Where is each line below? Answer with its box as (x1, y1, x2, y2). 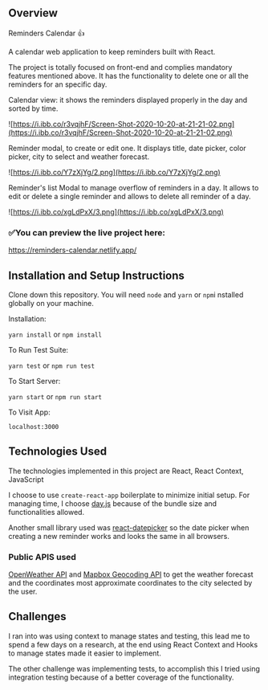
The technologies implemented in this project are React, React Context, (8, 466, 244, 476)
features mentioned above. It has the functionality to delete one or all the (8, 71, 249, 80)
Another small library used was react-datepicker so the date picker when (8, 522, 250, 533)
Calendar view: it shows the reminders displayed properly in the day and (8, 95, 248, 104)
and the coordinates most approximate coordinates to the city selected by (8, 578, 253, 588)
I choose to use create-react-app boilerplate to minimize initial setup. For (8, 490, 250, 500)
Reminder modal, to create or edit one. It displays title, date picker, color (8, 143, 246, 153)
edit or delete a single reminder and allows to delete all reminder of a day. (8, 191, 251, 201)
